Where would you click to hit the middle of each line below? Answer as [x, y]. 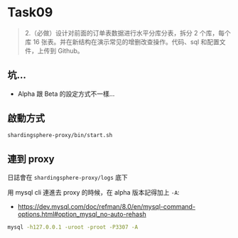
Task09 [30, 12]
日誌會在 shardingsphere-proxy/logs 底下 [67, 178]
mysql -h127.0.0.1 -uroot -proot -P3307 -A [73, 227]
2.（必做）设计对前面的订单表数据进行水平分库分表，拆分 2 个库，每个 [128, 33]
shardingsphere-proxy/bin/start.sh [60, 135]
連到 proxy [31, 159]
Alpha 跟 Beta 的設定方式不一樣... [66, 94]
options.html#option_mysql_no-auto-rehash [82, 215]
